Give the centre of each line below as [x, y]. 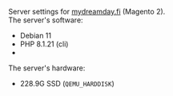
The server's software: [46, 20]
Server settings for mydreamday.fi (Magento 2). [87, 12]
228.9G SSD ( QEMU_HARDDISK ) [67, 84]
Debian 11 [36, 36]
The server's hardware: [47, 68]
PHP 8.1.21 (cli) [44, 44]
